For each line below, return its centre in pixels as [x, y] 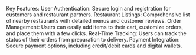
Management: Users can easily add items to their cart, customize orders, [95, 27]
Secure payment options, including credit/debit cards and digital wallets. [94, 46]
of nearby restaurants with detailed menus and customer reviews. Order [94, 21]
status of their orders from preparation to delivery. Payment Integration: [93, 39]
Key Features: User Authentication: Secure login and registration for [89, 8]
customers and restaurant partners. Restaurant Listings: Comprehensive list [98, 15]
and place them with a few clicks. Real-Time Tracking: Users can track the [97, 33]
